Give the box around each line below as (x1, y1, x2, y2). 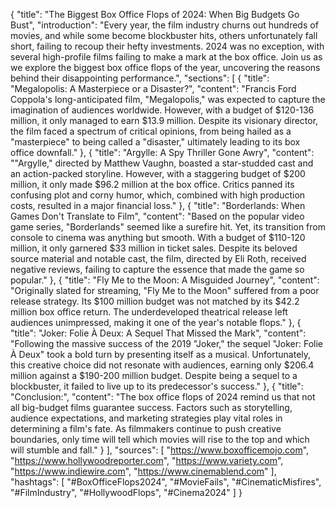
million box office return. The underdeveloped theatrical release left (10, 306, 288, 318)
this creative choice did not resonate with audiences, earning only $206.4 (10, 359, 315, 371)
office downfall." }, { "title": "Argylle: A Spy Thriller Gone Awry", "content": (10, 147, 315, 158)
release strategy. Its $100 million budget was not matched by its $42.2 (10, 295, 300, 307)
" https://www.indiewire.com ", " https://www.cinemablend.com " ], (10, 465, 277, 477)
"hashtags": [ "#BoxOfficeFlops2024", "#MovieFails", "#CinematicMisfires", (10, 476, 322, 488)
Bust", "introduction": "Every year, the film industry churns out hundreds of (10, 19, 319, 31)
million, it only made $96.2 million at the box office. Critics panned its (10, 179, 295, 190)
